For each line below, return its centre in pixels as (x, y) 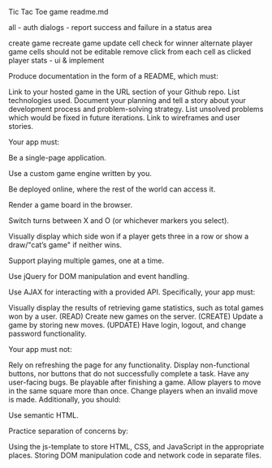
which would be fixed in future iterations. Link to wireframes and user (125, 118)
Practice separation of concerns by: (68, 431)
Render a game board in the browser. (71, 205)
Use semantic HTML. (43, 415)
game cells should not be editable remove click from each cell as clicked (130, 52)
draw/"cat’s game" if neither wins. (65, 245)
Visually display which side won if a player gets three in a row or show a (129, 236)
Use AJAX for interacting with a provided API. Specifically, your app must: (132, 292)
